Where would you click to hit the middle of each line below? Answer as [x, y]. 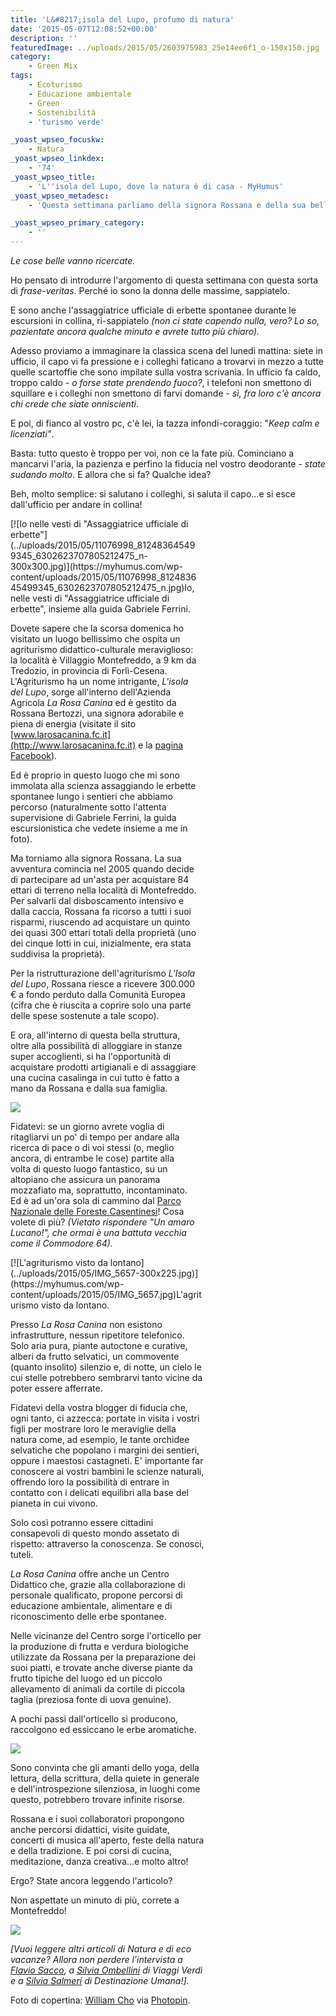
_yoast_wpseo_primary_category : [77, 223]
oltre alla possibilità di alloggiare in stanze [96, 1045]
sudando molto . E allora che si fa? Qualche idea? [111, 474]
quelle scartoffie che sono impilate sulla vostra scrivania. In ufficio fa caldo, [166, 372]
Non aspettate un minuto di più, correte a [95, 1900]
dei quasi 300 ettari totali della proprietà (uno [103, 932]
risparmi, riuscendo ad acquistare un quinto [100, 922]
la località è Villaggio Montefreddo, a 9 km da [103, 660]
